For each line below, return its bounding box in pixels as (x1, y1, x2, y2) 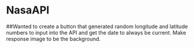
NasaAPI (6, 4, 50, 17)
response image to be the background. (6, 35, 101, 42)
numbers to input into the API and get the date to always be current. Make (6, 29, 186, 36)
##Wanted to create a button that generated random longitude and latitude (6, 23, 188, 30)
